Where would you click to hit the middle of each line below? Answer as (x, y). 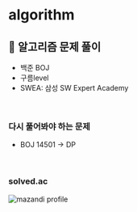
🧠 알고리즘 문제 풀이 (55, 47)
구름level (34, 78)
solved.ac (28, 181)
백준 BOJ (35, 68)
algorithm (42, 15)
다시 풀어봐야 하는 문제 (50, 126)
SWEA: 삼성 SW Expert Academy (74, 88)
